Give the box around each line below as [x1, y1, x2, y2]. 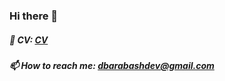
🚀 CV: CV [9, 34, 49, 46]
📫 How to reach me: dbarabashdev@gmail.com [9, 59, 215, 71]
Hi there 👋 [9, 9, 59, 23]
